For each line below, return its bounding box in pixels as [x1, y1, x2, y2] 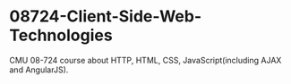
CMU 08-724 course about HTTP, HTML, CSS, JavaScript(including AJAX [9, 55, 282, 65]
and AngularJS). [9, 64, 69, 75]
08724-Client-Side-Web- [9, 6, 202, 27]
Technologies [9, 25, 114, 46]
